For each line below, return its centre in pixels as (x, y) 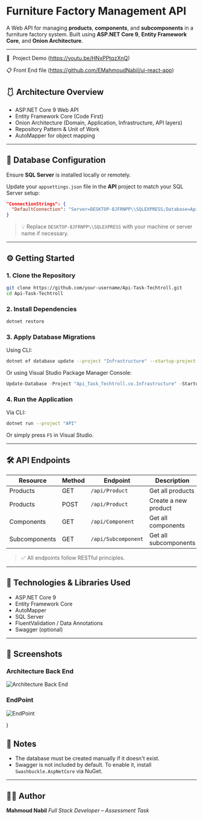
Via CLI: (16, 413)
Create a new (168, 500)
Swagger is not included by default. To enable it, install (83, 765)
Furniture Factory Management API (96, 11)
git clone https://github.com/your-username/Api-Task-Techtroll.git (94, 288)
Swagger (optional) (39, 629)
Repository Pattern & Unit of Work (57, 129)
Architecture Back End (40, 671)
